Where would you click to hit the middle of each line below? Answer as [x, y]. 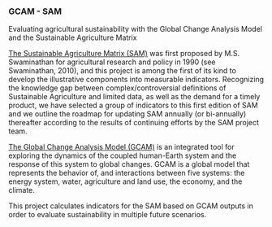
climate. [22, 190]
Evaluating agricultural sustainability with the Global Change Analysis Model [135, 29]
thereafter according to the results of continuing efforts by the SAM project [134, 123]
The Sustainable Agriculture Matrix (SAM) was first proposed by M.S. [124, 54]
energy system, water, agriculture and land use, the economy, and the [125, 181]
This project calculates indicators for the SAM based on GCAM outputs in [131, 206]
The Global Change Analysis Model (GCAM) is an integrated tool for [121, 147]
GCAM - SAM [35, 11]
